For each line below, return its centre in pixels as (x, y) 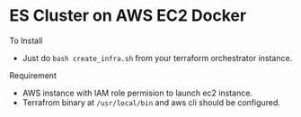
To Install (26, 40)
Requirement (33, 75)
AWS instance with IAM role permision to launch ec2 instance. (137, 93)
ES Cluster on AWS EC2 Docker (128, 16)
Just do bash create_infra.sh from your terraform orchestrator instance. (157, 58)
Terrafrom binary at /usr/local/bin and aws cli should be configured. (151, 102)
